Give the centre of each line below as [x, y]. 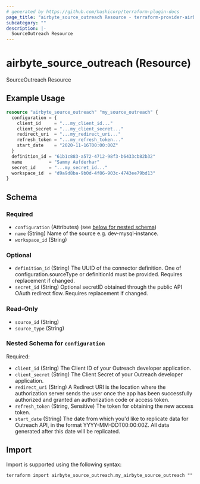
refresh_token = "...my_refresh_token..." [70, 140]
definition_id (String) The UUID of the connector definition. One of [98, 268]
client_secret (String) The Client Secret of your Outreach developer [99, 374]
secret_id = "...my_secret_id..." [60, 167]
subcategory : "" [26, 23]
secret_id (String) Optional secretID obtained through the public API [99, 287]
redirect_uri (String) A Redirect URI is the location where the [90, 387]
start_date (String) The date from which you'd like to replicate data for [101, 419]
